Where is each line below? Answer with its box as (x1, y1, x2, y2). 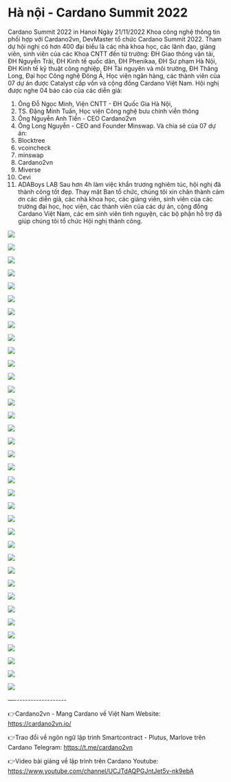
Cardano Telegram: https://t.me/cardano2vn (8, 743, 133, 751)
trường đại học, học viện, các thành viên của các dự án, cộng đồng (17, 202, 208, 210)
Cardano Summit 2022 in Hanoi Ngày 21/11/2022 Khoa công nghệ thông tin (8, 28, 221, 36)
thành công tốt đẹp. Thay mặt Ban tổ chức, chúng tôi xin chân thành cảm (17, 188, 225, 196)
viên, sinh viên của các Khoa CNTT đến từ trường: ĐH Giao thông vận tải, (8, 50, 215, 58)
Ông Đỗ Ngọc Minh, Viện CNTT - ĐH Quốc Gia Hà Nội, (17, 99, 173, 108)
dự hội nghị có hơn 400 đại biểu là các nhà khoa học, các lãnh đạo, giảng (8, 42, 216, 50)
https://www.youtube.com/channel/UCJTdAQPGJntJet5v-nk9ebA (8, 767, 195, 775)
